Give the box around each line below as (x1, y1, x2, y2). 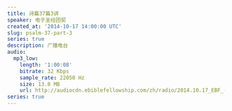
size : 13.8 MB (19, 81, 60, 88)
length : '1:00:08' (19, 61, 72, 68)
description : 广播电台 (7, 42, 68, 49)
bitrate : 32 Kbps (19, 68, 70, 74)
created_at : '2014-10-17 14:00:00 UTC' (7, 23, 122, 30)
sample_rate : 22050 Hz (19, 74, 85, 81)
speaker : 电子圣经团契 (7, 17, 66, 23)
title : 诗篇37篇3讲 (7, 10, 59, 17)
